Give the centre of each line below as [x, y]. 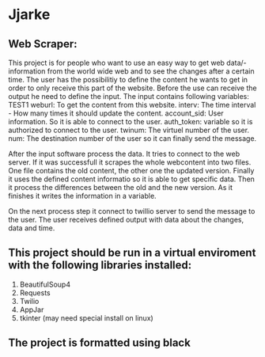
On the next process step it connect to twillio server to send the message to [132, 211]
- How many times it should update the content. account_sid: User [116, 113]
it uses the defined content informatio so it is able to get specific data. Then [132, 179]
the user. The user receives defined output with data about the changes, [126, 220]
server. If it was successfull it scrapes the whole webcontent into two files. [130, 162]
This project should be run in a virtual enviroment [132, 253]
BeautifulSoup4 [45, 284]
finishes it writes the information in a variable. [82, 196]
